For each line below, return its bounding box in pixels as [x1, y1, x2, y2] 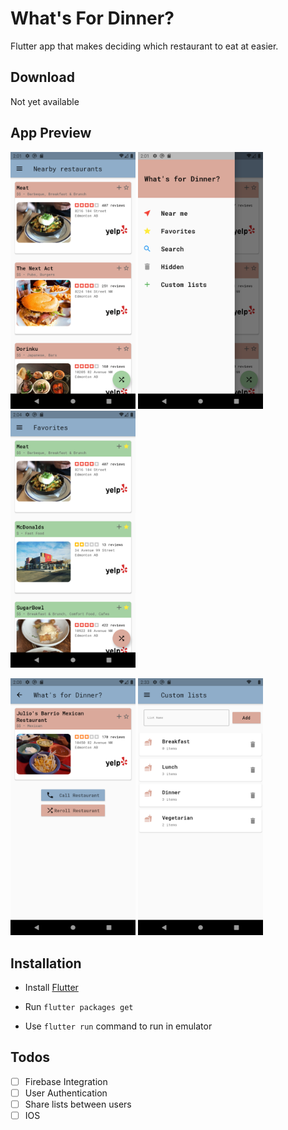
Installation [10, 955, 82, 972]
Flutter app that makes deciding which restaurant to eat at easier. [10, 40, 279, 52]
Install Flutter [24, 982, 79, 994]
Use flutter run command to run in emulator [24, 1020, 213, 1032]
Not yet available [10, 95, 80, 107]
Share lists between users [24, 1098, 132, 1111]
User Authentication [24, 1087, 108, 1099]
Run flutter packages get [24, 1001, 134, 1013]
